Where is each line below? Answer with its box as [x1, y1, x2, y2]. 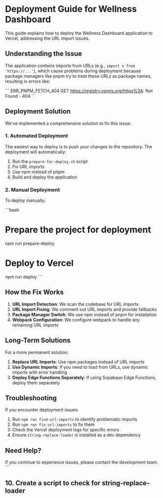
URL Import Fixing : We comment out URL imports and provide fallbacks [12, 306, 157, 312]
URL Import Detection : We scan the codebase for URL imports [12, 301, 139, 307]
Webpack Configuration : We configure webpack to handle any [12, 317, 140, 323]
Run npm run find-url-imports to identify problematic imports [12, 416, 138, 422]
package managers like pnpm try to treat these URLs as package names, [5, 73, 152, 79]
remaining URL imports [12, 322, 59, 328]
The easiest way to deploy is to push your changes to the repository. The [5, 143, 153, 149]
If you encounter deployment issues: [5, 407, 79, 413]
